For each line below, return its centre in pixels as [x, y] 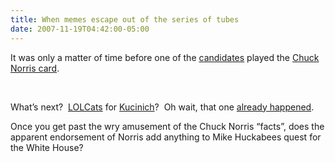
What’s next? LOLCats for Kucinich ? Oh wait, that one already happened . [162, 107]
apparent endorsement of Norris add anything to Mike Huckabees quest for [166, 137]
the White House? [47, 147]
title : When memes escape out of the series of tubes [125, 19]
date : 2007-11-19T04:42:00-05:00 [80, 29]
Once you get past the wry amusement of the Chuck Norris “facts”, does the [167, 126]
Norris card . [35, 68]
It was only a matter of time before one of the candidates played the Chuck [165, 57]
